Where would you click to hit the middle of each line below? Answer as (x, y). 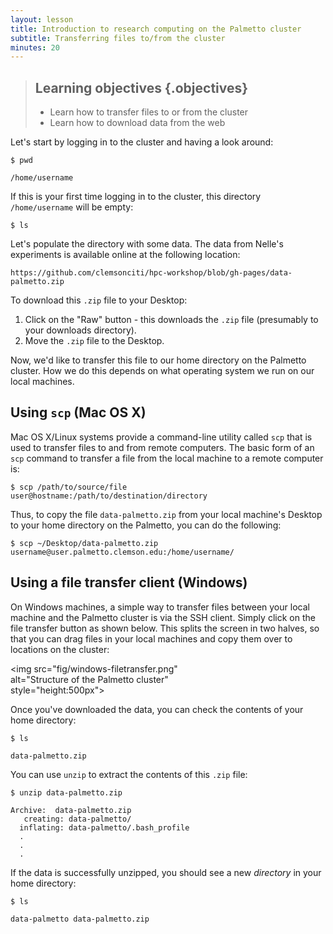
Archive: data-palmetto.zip (71, 810)
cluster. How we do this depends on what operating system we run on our (162, 371)
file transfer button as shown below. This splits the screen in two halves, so (165, 628)
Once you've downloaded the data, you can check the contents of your (157, 709)
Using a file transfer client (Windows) (129, 582)
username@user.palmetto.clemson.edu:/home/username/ (122, 552)
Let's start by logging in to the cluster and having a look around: (142, 142)
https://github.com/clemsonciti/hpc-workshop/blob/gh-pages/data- (151, 273)
